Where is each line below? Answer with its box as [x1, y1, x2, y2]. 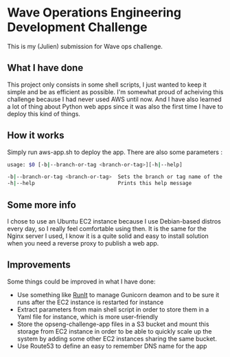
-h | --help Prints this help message [7, 180, 192, 187]
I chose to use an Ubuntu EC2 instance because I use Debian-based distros [7, 217, 222, 225]
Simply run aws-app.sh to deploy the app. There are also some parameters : [7, 148, 223, 156]
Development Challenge [7, 19, 148, 35]
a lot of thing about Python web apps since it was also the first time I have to [7, 102, 223, 111]
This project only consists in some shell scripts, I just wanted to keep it [7, 80, 207, 89]
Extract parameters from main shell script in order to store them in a [16, 305, 209, 314]
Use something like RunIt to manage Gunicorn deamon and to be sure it [16, 290, 220, 299]
